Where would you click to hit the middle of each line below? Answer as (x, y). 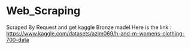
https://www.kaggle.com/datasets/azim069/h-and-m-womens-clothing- (95, 33)
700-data (18, 40)
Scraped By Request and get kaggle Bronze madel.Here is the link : (89, 27)
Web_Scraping (43, 11)
